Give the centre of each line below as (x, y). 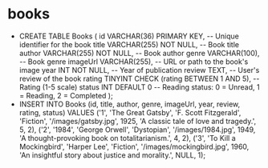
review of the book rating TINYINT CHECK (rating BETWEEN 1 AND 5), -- (139, 78)
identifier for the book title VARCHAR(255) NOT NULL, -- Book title (129, 44)
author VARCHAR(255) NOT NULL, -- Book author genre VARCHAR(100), (139, 53)
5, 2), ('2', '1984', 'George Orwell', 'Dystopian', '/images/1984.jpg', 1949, (137, 130)
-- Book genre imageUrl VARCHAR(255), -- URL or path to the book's (134, 62)
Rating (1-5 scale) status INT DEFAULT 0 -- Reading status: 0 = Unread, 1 (139, 87)
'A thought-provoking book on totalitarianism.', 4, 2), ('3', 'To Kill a (127, 138)
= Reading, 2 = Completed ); (66, 95)
